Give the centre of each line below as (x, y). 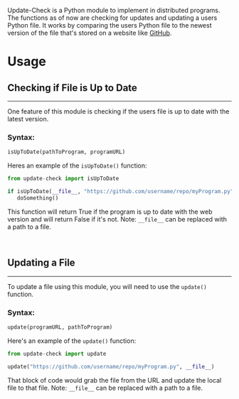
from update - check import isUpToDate (63, 179)
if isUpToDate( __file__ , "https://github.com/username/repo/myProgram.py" (121, 192)
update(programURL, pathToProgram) (60, 327)
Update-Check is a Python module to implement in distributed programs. (114, 10)
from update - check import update (57, 354)
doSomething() (38, 198)
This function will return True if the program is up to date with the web (110, 212)
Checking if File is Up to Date (72, 88)
